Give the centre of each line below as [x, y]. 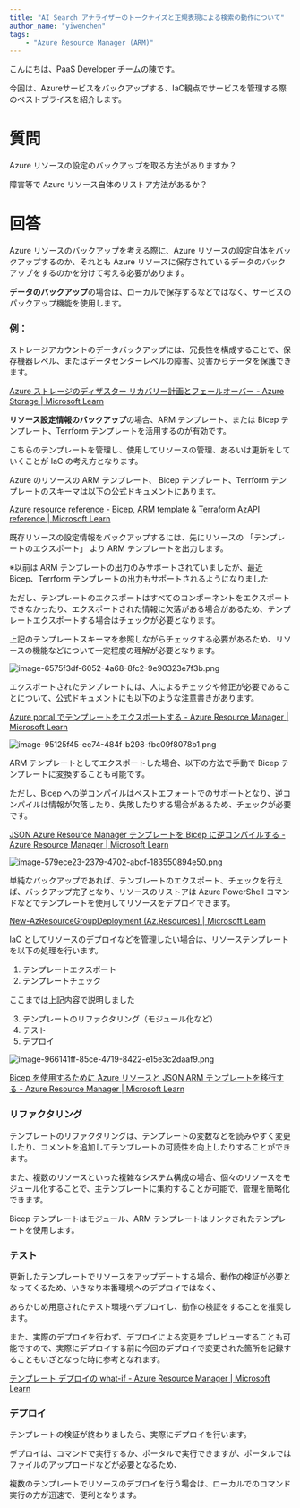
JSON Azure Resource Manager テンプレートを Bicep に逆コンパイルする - [147, 835]
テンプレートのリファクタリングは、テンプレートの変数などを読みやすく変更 [150, 1135]
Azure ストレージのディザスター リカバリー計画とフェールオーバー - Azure [147, 392]
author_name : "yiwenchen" [57, 26]
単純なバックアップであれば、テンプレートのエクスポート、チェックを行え [146, 881]
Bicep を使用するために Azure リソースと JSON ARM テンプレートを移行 [143, 1078]
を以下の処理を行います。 [56, 951]
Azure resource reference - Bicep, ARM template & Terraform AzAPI [135, 509]
